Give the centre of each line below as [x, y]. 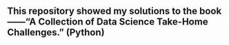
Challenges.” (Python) [56, 32]
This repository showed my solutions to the [102, 11]
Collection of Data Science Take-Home [123, 22]
